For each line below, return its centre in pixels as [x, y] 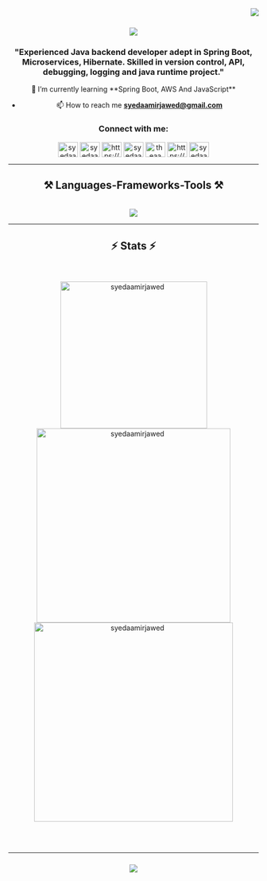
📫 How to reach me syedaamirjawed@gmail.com [139, 105]
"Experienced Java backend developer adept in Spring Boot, [133, 53]
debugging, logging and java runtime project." [133, 72]
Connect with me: [133, 129]
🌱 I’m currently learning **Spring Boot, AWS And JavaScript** [133, 89]
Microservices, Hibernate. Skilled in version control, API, [133, 62]
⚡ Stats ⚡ [133, 246]
